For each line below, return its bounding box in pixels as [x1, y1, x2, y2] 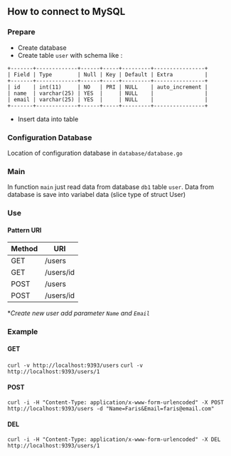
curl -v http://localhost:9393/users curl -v [7, 362, 144, 369]
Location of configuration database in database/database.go [7, 148, 183, 157]
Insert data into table [17, 114, 79, 123]
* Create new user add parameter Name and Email [7, 309, 151, 318]
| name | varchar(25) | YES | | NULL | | [7, 89, 208, 97]
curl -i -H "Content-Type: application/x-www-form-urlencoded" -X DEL [7, 435, 221, 443]
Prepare [7, 27, 36, 37]
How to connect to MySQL [7, 6, 126, 18]
